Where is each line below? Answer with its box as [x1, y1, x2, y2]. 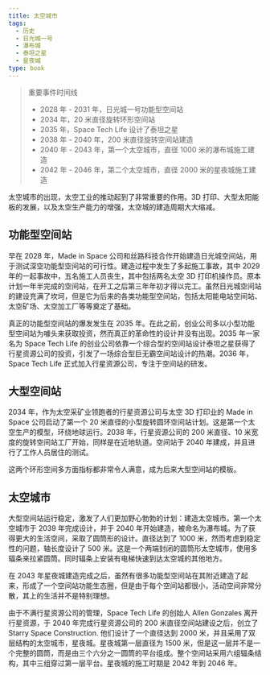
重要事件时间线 [27, 87, 78, 97]
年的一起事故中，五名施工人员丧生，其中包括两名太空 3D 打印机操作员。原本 [8, 271, 261, 280]
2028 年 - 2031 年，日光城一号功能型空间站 [39, 104, 184, 114]
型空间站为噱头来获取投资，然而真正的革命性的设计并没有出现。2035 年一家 [8, 328, 260, 338]
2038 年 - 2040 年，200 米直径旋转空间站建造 [39, 135, 194, 144]
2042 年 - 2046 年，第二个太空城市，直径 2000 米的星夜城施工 [39, 164, 249, 174]
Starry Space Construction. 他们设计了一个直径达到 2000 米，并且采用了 [8, 628, 249, 638]
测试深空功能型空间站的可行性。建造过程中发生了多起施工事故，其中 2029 [14, 261, 260, 271]
